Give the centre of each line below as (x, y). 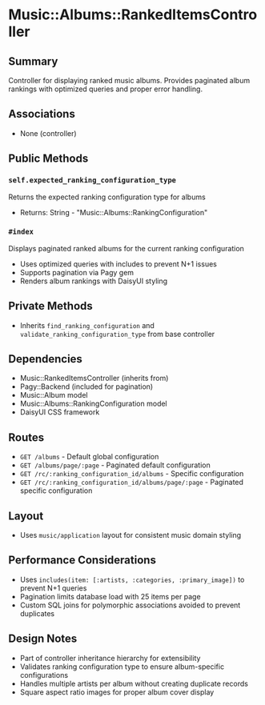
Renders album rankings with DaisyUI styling (94, 281)
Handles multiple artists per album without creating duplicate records (134, 683)
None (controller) (48, 133)
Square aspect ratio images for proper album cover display (117, 692)
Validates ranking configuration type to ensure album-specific (122, 667)
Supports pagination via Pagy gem (77, 272)
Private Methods (51, 306)
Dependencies (45, 359)
